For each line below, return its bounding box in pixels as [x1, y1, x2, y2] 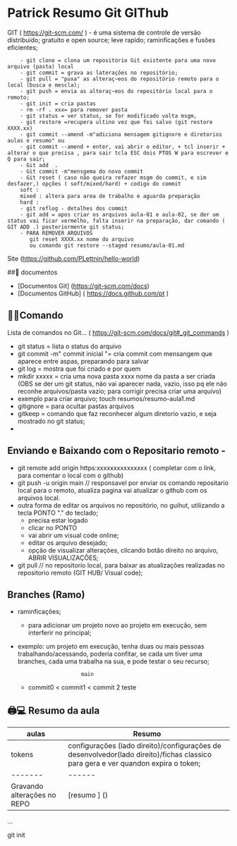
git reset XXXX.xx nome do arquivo [29, 235, 134, 243]
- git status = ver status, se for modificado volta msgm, [20, 112, 197, 119]
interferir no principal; [28, 629, 92, 637]
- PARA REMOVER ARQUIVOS [20, 229, 93, 237]
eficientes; [7, 43, 38, 51]
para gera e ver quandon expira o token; [68, 759, 201, 768]
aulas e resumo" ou [7, 137, 65, 144]
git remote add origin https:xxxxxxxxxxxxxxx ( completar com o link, [17, 463, 217, 472]
